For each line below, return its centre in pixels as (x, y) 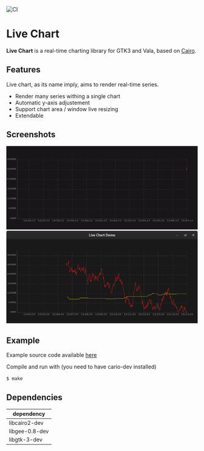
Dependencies (34, 398)
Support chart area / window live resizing (66, 109)
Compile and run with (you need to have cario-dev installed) (81, 367)
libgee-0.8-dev (29, 431)
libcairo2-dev (26, 422)
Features (23, 70)
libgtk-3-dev (25, 439)
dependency (29, 414)
